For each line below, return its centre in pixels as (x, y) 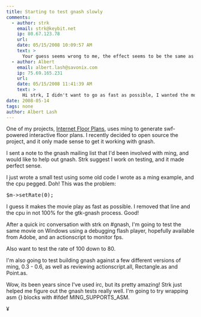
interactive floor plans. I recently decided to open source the (103, 135)
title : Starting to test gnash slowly (54, 12)
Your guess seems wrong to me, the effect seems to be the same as (108, 56)
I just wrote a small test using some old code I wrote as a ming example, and (100, 178)
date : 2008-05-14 (28, 100)
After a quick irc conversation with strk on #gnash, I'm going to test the (94, 224)
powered (17, 135)
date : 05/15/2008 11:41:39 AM (55, 84)
